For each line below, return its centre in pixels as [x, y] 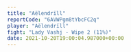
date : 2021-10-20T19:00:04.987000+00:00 [66, 38]
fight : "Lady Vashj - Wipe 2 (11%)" [59, 32]
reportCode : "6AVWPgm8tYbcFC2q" [53, 20]
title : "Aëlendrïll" [37, 13]
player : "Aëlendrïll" [38, 26]
